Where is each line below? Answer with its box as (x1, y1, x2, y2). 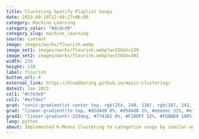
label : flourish (6, 69, 46, 75)
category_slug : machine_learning (6, 31, 89, 37)
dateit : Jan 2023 (6, 86, 49, 92)
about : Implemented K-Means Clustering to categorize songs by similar (6, 124, 187, 130)
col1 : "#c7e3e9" (6, 91, 46, 97)
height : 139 (6, 63, 36, 70)
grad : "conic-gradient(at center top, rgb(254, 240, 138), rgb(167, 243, (6, 102, 192, 108)
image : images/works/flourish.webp (6, 42, 94, 48)
